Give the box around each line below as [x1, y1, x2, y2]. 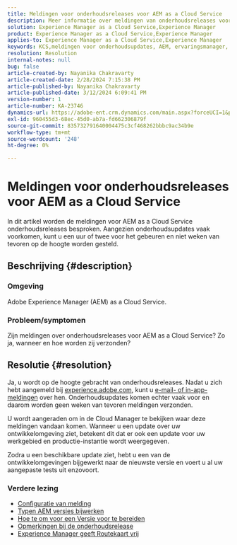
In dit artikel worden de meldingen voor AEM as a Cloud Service [7, 217, 193, 226]
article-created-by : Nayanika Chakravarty [7, 69, 134, 76]
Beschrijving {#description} [7, 260, 133, 272]
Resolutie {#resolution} [7, 359, 112, 372]
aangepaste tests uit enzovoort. [7, 465, 99, 474]
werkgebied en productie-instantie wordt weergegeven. [7, 437, 170, 445]
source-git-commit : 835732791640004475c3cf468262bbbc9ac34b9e [7, 122, 194, 130]
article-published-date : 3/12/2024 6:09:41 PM [7, 89, 147, 96]
